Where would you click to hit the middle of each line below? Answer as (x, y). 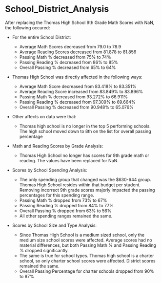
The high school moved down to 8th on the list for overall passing (85, 131)
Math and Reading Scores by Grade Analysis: (58, 146)
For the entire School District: (41, 37)
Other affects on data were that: (44, 116)
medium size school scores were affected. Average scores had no (86, 240)
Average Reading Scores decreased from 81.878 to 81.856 (78, 52)
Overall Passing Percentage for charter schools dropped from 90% (87, 271)
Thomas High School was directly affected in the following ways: (77, 77)
